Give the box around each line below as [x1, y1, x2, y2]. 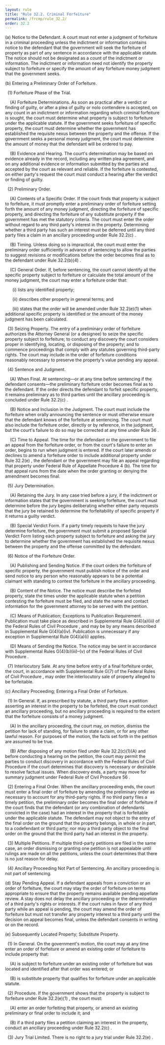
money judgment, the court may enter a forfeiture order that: [5, 277, 128, 283]
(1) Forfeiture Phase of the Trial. [7, 90, 72, 96]
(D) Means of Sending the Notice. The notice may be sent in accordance [9, 643, 157, 649]
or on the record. [5, 922, 39, 928]
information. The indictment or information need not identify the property [5, 60, 153, 66]
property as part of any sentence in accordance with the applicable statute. [5, 50, 158, 56]
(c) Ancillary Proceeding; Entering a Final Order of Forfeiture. [5, 688, 128, 695]
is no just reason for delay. [5, 856, 59, 862]
